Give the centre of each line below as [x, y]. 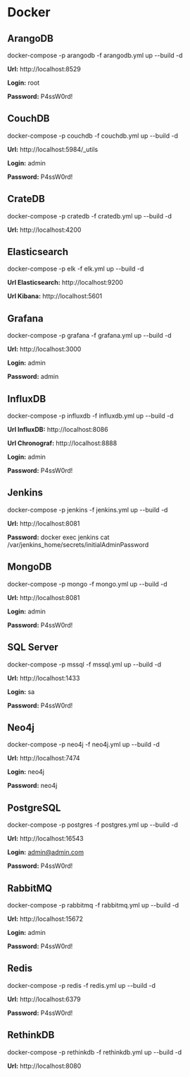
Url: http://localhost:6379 [44, 999]
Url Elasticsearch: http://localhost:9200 [65, 283]
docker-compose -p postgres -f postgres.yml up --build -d [93, 825]
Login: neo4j [26, 772]
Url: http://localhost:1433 [44, 678]
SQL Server [33, 647]
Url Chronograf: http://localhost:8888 [62, 443]
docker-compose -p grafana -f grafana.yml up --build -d [89, 336]
